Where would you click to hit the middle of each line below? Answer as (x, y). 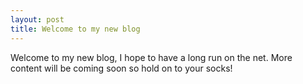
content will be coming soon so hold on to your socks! (121, 68)
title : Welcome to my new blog (75, 29)
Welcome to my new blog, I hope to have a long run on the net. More (151, 57)
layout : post (37, 19)
